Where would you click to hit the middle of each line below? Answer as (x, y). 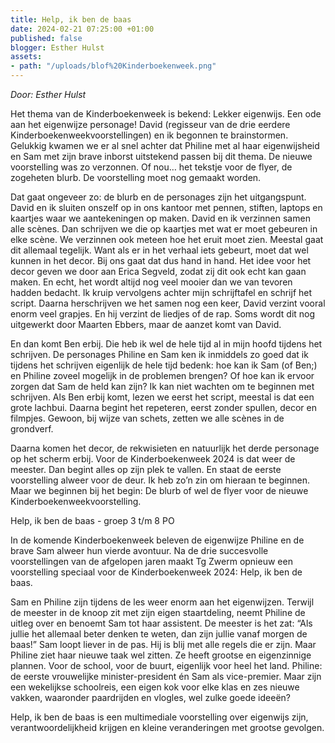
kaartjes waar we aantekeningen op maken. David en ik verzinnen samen (160, 218)
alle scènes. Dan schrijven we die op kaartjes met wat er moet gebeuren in (164, 229)
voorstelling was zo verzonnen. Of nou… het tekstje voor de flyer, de (151, 167)
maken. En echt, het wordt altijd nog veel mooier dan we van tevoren (151, 282)
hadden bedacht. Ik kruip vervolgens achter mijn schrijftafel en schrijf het (161, 292)
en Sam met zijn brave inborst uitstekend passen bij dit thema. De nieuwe (161, 156)
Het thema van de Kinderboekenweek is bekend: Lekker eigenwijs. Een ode (166, 114)
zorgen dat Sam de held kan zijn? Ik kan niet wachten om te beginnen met (162, 386)
